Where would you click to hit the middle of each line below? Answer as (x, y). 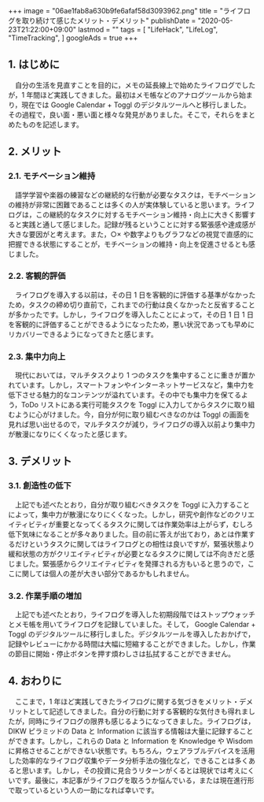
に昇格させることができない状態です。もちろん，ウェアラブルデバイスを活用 (132, 751)
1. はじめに (34, 65)
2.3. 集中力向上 (37, 356)
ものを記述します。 (53, 124)
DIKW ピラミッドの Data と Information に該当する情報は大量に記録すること (131, 731)
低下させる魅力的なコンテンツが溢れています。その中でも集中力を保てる (125, 395)
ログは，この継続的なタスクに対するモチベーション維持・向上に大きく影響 (128, 214)
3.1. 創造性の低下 (40, 486)
